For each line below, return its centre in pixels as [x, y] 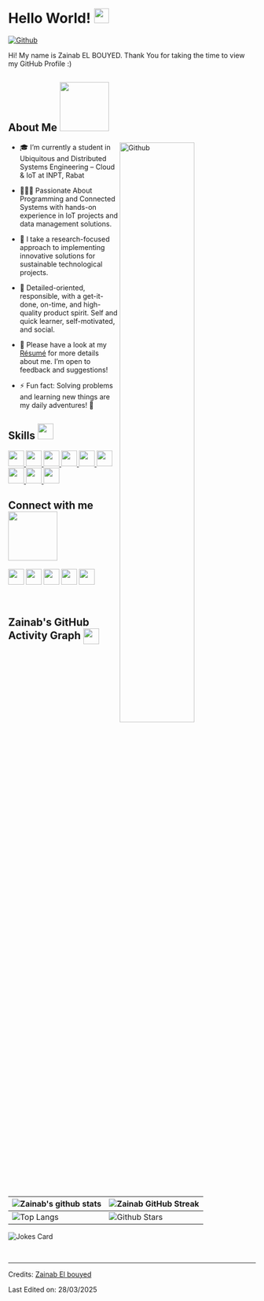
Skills [22, 436]
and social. [37, 329]
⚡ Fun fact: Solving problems [66, 385]
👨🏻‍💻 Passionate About [56, 190]
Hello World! [49, 18]
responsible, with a [50, 296]
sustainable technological [61, 264]
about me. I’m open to [55, 361]
